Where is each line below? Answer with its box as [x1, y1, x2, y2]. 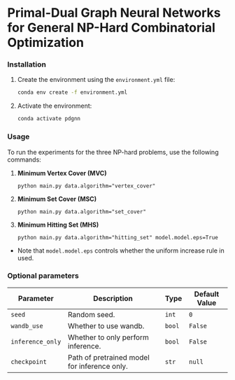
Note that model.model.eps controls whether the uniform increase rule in [17, 246, 225, 255]
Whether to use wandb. [67, 321, 145, 330]
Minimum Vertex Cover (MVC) [17, 169, 107, 177]
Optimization [7, 35, 84, 50]
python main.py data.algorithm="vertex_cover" [17, 182, 156, 190]
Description [93, 293, 133, 303]
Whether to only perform [67, 332, 149, 342]
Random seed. [67, 309, 115, 319]
